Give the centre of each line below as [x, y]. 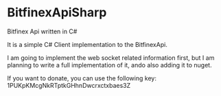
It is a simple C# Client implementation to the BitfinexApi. [88, 44]
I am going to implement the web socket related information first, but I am [111, 58]
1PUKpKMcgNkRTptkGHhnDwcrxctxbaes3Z [69, 85]
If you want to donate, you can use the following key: [82, 78]
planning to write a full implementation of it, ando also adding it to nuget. [109, 65]
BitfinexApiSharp [57, 13]
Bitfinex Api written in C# [42, 31]
